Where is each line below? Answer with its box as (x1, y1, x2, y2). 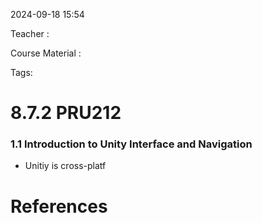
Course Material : (10, 47, 82, 59)
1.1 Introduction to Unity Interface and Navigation (10, 137, 253, 151)
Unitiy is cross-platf (24, 160, 107, 172)
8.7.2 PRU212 (10, 102, 122, 124)
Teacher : (10, 28, 50, 39)
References (10, 195, 108, 218)
